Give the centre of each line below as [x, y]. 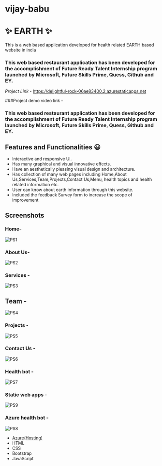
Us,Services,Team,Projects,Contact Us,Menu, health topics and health [82, 179]
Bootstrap [22, 453]
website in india [21, 50]
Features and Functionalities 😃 [53, 147]
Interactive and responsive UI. [42, 159]
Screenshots [25, 215]
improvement [25, 200]
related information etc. [35, 185]
